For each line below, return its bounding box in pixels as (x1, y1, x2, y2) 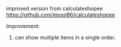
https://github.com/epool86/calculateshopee (6, 11, 115, 18)
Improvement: (6, 23, 40, 29)
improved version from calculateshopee (6, 5, 103, 12)
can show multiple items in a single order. (14, 34, 116, 41)
